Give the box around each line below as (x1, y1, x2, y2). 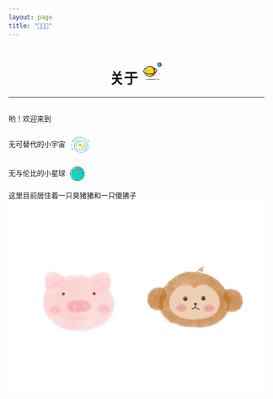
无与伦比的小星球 (8, 168, 66, 178)
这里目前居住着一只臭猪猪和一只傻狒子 (8, 191, 136, 201)
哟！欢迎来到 (8, 114, 51, 124)
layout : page (8, 13, 53, 21)
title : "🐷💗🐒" (8, 21, 53, 30)
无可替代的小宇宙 (8, 139, 66, 150)
